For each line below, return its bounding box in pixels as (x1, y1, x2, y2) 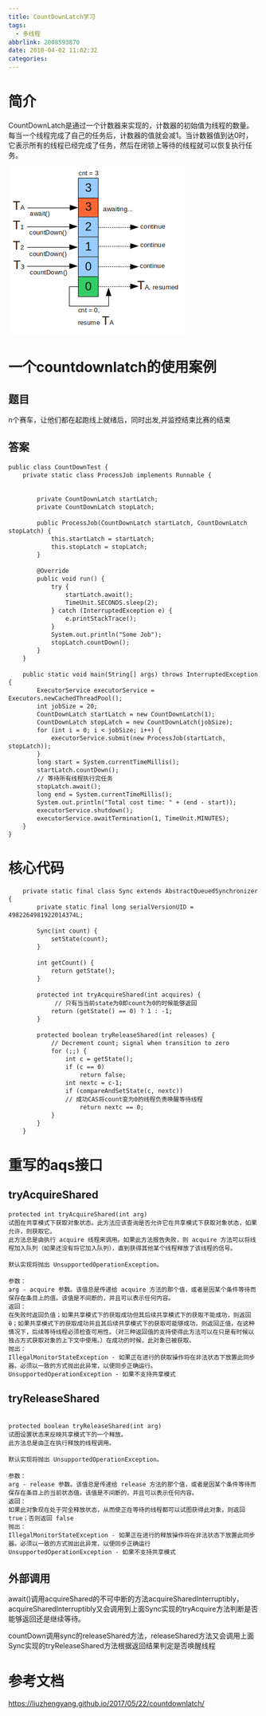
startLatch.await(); (65, 591, 134, 599)
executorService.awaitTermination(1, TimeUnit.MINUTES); (37, 814, 229, 823)
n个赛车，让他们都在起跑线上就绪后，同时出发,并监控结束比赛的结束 (8, 414, 231, 424)
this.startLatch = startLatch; (50, 535, 155, 543)
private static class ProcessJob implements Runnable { (22, 471, 213, 479)
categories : (8, 55, 48, 63)
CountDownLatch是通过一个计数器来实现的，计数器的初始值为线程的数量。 (8, 120, 254, 130)
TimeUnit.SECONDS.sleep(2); (65, 599, 158, 607)
